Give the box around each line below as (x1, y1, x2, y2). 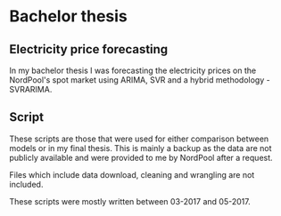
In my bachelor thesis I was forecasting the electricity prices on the (9, 65, 257, 76)
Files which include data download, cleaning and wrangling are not (9, 169, 255, 180)
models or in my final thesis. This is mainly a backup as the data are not (9, 142, 272, 153)
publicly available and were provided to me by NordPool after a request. (9, 152, 274, 163)
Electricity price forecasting (9, 42, 169, 57)
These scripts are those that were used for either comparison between (9, 133, 269, 144)
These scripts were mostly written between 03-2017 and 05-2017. (9, 196, 252, 206)
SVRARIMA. (9, 84, 53, 94)
